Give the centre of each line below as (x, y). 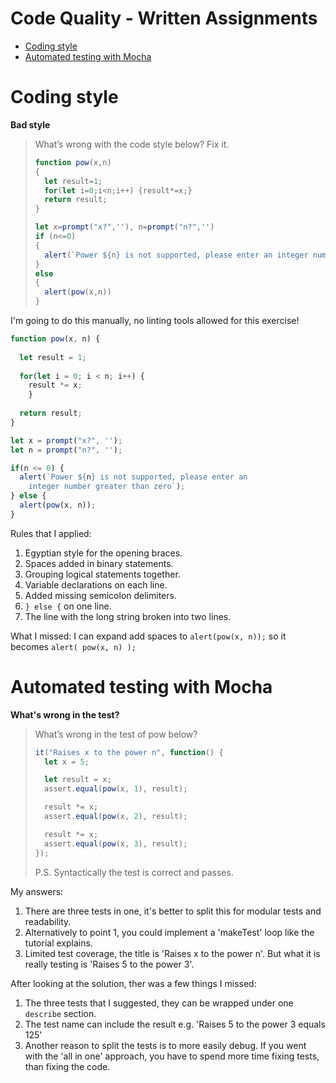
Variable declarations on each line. (96, 584)
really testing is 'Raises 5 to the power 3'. (109, 964)
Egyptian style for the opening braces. (103, 553)
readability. (48, 921)
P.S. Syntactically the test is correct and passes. (134, 872)
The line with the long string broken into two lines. (128, 616)
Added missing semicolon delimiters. (100, 595)
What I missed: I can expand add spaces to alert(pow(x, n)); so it (148, 636)
